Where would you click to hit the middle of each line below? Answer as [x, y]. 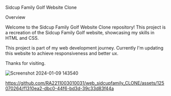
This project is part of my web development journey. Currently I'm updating [84, 48]
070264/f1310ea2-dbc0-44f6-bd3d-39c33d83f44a [59, 88]
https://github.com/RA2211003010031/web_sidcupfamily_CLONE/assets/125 [85, 83]
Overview [15, 17]
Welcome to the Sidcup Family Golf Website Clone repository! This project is [86, 27]
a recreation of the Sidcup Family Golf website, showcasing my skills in [80, 32]
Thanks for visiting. [26, 63]
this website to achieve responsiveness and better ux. [62, 53]
